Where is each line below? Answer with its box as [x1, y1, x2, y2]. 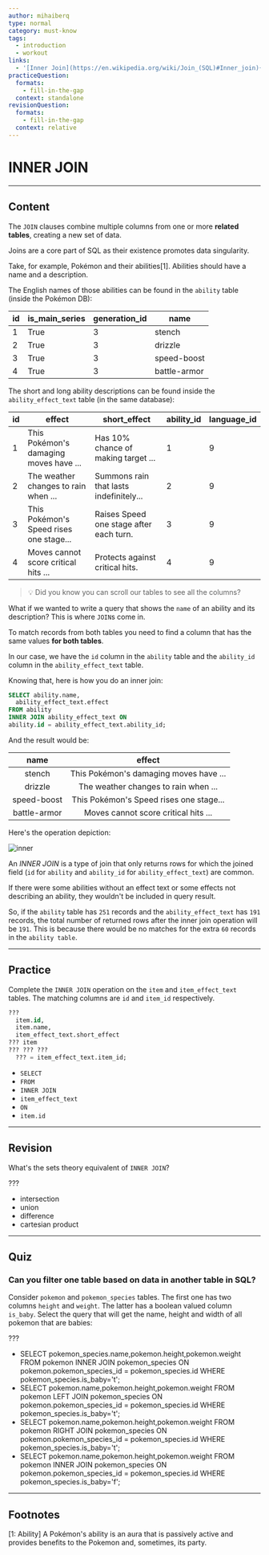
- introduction [15, 42, 66, 50]
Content [8, 200, 50, 214]
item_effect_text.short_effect [15, 1031, 120, 1040]
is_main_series [27, 312, 86, 324]
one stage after [94, 519, 152, 530]
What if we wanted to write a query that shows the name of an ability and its [8, 603, 255, 613]
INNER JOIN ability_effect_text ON [8, 714, 127, 722]
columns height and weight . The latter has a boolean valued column [8, 1301, 232, 1311]
